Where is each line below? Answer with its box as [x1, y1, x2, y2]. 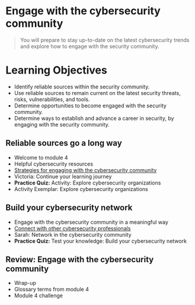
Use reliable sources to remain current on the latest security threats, [14, 89, 181, 96]
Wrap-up [14, 279, 37, 287]
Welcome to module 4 [14, 154, 69, 161]
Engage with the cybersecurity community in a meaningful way [14, 218, 168, 225]
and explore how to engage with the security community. [20, 43, 159, 50]
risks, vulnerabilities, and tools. [14, 96, 90, 103]
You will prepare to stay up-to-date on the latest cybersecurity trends [20, 36, 190, 43]
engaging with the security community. [14, 120, 110, 128]
